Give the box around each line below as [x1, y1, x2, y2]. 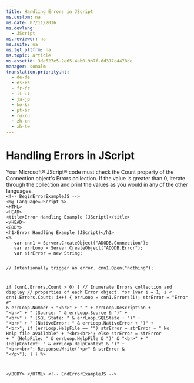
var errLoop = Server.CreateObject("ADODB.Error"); [14, 245, 143, 251]
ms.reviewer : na [6, 36, 46, 42]
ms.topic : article [6, 52, 51, 58]
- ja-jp [11, 96, 31, 102]
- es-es [11, 80, 31, 86]
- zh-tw [11, 124, 31, 130]
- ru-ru [11, 113, 31, 118]
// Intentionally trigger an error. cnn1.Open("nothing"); [6, 265, 154, 271]
